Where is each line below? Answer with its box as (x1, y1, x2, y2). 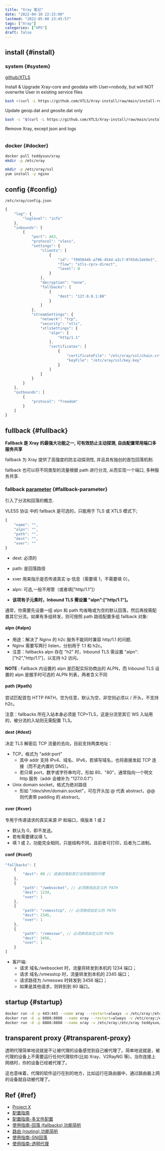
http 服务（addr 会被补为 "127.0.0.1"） (19, 776, 96, 781)
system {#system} (5, 63, 51, 70)
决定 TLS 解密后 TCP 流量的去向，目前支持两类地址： (5, 741, 113, 747)
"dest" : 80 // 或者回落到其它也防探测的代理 (23, 871, 105, 876)
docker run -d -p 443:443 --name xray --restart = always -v (5, 1011, 129, 1016)
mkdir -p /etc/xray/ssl (5, 167, 54, 172)
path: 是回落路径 (12, 565, 46, 571)
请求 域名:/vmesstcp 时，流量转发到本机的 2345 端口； (19, 971, 131, 977)
